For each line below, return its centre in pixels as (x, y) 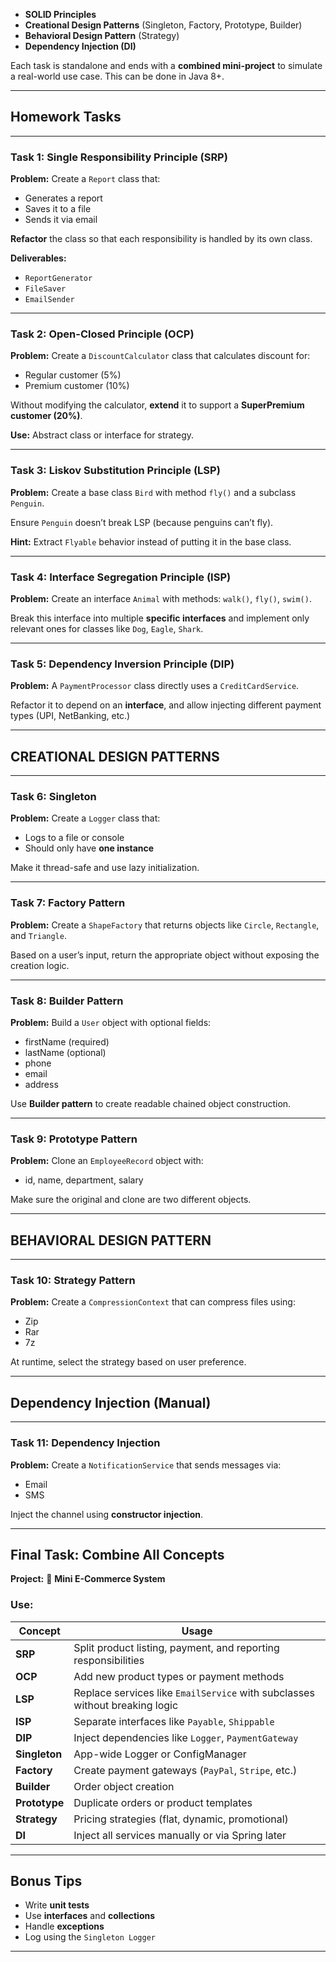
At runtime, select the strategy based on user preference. (128, 1362)
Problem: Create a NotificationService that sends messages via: (146, 1465)
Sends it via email (61, 220)
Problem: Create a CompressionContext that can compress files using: (153, 1302)
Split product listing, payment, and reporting (176, 1647)
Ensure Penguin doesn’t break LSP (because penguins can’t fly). (142, 522)
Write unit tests (57, 1905)
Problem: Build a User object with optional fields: (111, 1022)
